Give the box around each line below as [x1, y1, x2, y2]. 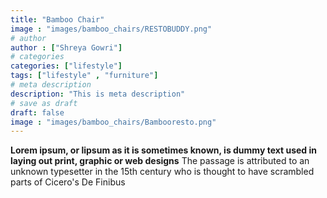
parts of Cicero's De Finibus [10, 176, 126, 188]
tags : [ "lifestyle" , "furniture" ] [10, 71, 159, 81]
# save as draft [10, 98, 78, 108]
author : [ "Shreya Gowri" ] [10, 42, 123, 53]
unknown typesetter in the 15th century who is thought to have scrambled [10, 166, 315, 178]
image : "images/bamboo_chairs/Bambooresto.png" [10, 117, 217, 127]
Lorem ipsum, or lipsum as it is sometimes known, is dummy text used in [10, 144, 317, 156]
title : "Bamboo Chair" [10, 14, 105, 25]
